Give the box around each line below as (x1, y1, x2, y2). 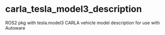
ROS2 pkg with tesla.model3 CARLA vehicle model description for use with (5, 20, 160, 26)
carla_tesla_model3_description (5, 3, 142, 15)
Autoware (5, 25, 26, 31)
